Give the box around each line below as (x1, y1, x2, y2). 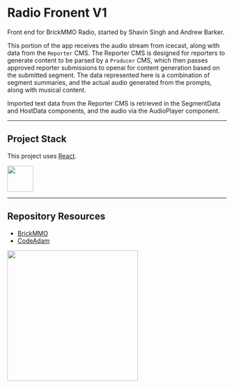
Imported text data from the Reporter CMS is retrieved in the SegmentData (7, 99, 221, 107)
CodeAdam (17, 236, 50, 245)
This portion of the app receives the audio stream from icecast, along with (7, 41, 220, 49)
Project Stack (7, 134, 68, 145)
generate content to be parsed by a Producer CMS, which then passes (7, 56, 208, 64)
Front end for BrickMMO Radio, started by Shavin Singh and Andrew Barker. (7, 28, 225, 36)
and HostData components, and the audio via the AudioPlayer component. (7, 106, 221, 115)
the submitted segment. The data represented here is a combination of (7, 71, 210, 79)
